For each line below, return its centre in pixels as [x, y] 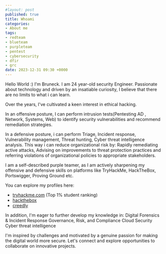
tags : [11, 33]
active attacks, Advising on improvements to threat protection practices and [83, 150]
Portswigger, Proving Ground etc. [39, 176]
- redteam [15, 38]
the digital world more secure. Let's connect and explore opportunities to [80, 241]
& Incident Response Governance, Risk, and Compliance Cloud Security [79, 220]
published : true [22, 14]
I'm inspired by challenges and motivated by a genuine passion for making [82, 235]
